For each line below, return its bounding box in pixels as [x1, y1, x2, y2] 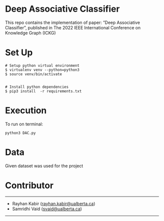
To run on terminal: [5, 121, 43, 127]
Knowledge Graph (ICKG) [5, 30, 56, 36]
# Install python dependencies [5, 84, 69, 89]
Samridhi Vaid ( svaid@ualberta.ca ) [12, 206, 82, 212]
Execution [5, 105, 47, 116]
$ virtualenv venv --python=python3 [5, 67, 80, 72]
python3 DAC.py [5, 130, 36, 135]
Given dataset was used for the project [5, 162, 83, 169]
